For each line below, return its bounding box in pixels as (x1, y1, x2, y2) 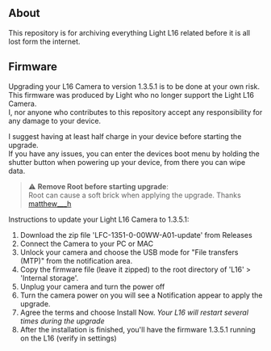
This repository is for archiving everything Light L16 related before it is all (8, 27, 251, 37)
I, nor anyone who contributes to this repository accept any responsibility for (8, 107, 263, 116)
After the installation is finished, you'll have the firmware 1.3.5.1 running (19, 324, 256, 334)
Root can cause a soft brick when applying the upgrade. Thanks (27, 190, 242, 200)
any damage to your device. (8, 116, 102, 125)
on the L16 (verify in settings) (19, 333, 117, 343)
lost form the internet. (8, 36, 81, 46)
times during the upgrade (19, 315, 105, 326)
